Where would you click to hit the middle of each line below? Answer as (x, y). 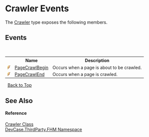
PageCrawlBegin (31, 68)
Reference (16, 113)
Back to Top (19, 85)
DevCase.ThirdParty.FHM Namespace (44, 129)
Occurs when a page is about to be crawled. (97, 68)
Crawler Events (37, 9)
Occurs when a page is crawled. (85, 74)
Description (97, 61)
